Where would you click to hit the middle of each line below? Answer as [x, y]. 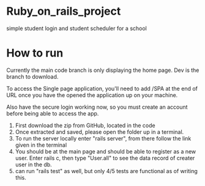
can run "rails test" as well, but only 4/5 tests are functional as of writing [106, 171]
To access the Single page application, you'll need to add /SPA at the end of [102, 88]
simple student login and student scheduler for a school [76, 28]
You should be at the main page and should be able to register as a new [106, 151]
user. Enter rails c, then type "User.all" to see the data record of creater [105, 158]
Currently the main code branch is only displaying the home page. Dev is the [103, 70]
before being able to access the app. [53, 113]
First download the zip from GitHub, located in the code [85, 125]
